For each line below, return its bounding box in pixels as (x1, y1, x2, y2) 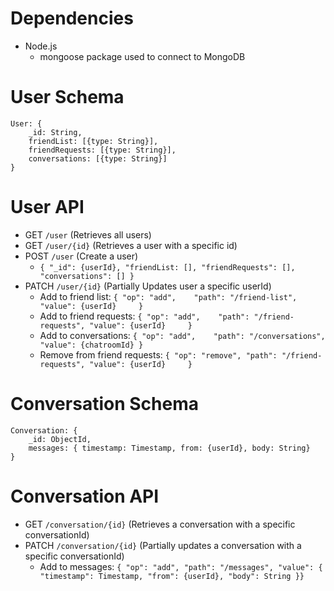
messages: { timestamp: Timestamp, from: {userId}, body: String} (28, 443, 311, 453)
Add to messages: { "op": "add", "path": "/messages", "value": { (39, 560, 323, 572)
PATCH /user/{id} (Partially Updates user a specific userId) (24, 280, 272, 292)
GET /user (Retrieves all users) (24, 228, 152, 241)
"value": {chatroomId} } (39, 340, 144, 350)
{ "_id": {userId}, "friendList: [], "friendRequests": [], (39, 262, 296, 272)
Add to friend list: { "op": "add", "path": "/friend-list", (39, 290, 298, 302)
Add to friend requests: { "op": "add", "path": (39, 310, 250, 322)
